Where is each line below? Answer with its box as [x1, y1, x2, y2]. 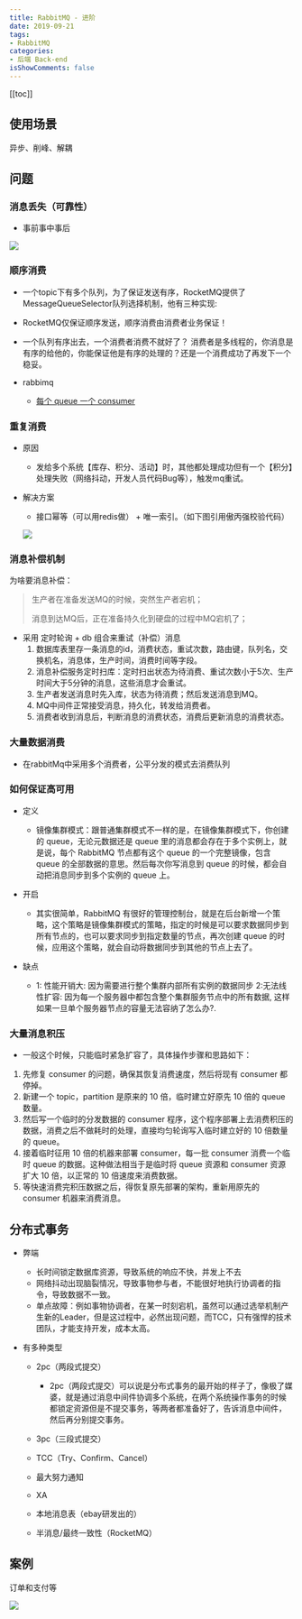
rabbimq [22, 376, 54, 388]
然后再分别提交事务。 [49, 1413, 129, 1425]
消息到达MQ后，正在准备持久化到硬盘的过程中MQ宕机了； [31, 613, 248, 624]
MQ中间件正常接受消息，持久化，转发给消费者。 [35, 700, 215, 711]
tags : [9, 30, 30, 39]
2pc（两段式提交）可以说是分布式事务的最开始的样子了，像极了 [49, 1380, 286, 1391]
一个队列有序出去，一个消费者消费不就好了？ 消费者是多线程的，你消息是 [22, 336, 294, 347]
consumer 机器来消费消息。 [22, 1192, 126, 1204]
